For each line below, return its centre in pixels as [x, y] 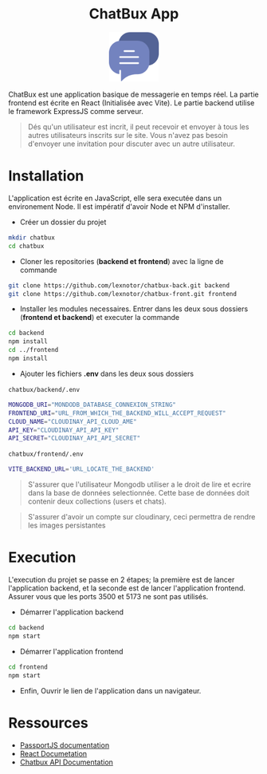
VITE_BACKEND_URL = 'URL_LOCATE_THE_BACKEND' [82, 469]
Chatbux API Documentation [67, 762]
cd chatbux [26, 246]
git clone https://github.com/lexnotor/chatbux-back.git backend [119, 285]
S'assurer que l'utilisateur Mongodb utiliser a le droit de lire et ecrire [139, 484]
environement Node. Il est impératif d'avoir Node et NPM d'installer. [120, 206]
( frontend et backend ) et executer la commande [100, 318]
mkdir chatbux [32, 237]
